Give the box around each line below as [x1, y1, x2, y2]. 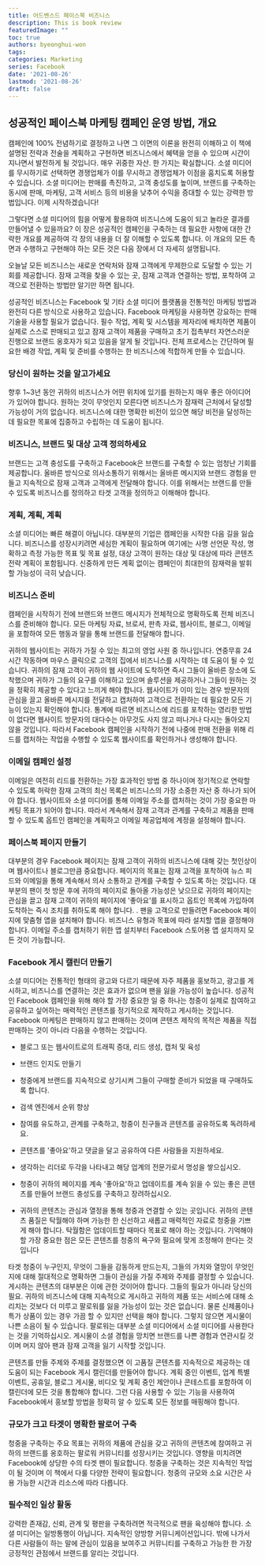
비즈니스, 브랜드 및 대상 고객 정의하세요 [8, 439, 147, 450]
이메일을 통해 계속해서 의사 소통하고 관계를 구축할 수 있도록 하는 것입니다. [22, 876, 248, 885]
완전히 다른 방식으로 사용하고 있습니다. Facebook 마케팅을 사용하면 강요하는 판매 [8, 307, 257, 316]
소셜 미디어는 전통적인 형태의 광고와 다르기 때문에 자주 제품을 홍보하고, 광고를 [8, 976, 246, 986]
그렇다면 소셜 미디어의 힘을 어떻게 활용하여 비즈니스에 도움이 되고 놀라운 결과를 [8, 215, 251, 224]
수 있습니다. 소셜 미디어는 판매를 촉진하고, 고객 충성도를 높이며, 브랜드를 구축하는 [8, 178, 256, 188]
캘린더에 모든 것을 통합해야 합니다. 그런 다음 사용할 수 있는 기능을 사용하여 [8, 1388, 235, 1397]
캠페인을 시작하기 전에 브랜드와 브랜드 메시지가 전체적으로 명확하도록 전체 [8, 609, 234, 619]
